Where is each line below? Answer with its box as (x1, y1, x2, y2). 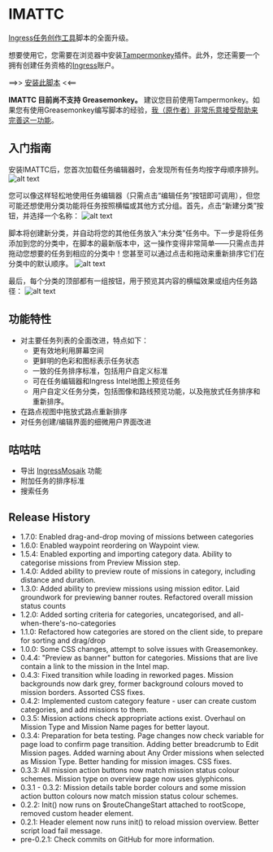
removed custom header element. (19, 809, 134, 819)
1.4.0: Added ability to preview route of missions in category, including (19, 566, 256, 576)
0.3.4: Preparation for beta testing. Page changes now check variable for (19, 731, 264, 741)
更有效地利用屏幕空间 (32, 345, 104, 355)
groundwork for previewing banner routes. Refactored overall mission (19, 592, 253, 602)
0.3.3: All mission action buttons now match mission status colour (19, 766, 240, 776)
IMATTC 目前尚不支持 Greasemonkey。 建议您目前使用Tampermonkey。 (8, 94, 253, 104)
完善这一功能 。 (8, 115, 58, 125)
